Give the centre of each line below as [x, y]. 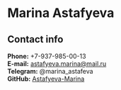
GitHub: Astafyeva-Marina [46, 79]
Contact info [35, 39]
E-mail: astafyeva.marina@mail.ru [57, 64]
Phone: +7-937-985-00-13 [47, 56]
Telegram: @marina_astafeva [50, 71]
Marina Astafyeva [61, 13]
